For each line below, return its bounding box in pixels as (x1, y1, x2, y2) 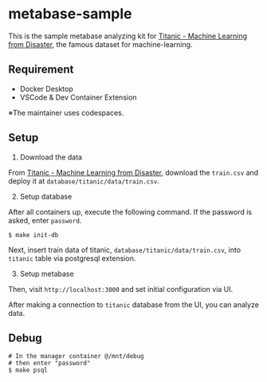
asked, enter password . (8, 215, 82, 225)
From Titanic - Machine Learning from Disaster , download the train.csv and (8, 167, 259, 177)
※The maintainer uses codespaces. (8, 108, 124, 117)
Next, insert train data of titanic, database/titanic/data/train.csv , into (8, 245, 241, 254)
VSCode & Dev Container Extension (19, 93, 137, 102)
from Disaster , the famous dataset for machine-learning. (8, 39, 193, 49)
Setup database (19, 191, 73, 201)
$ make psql (8, 366, 48, 375)
